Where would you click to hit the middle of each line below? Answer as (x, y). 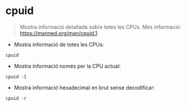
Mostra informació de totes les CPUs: (59, 44)
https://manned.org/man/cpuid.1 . (59, 33)
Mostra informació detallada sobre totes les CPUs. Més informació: (101, 27)
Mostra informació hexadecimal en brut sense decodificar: (84, 87)
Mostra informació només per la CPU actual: (67, 66)
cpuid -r (16, 98)
